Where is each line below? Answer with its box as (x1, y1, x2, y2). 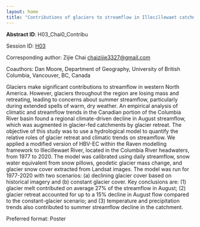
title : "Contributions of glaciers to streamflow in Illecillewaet (6, 14, 177, 20)
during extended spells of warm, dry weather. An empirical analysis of (6, 102, 179, 109)
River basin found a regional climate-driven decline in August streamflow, (6, 114, 186, 122)
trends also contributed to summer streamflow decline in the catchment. (6, 203, 183, 210)
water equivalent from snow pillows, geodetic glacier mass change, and (6, 159, 183, 166)
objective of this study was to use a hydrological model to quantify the (6, 128, 179, 135)
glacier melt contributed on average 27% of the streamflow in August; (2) (6, 184, 186, 191)
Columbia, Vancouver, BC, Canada (6, 71, 91, 79)
